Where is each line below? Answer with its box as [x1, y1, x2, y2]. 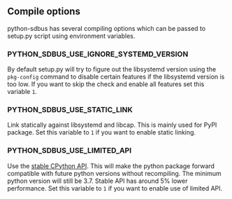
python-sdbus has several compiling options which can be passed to [7, 24, 206, 32]
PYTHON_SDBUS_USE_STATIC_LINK [7, 105, 133, 115]
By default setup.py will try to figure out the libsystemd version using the [7, 65, 217, 74]
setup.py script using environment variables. [7, 32, 136, 40]
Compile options [7, 6, 80, 18]
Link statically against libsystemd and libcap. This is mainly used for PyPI [7, 121, 217, 129]
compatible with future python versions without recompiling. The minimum [7, 169, 222, 177]
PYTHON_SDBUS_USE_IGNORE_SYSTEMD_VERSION [7, 49, 189, 59]
